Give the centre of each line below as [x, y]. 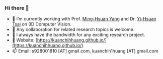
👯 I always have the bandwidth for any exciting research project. [78, 35]
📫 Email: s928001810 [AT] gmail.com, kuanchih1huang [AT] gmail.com [85, 51]
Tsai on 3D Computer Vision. [42, 24]
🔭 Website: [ [25, 40]
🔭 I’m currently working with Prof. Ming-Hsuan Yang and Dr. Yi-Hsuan [84, 19]
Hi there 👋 [17, 8]
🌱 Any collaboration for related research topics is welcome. [73, 29]
